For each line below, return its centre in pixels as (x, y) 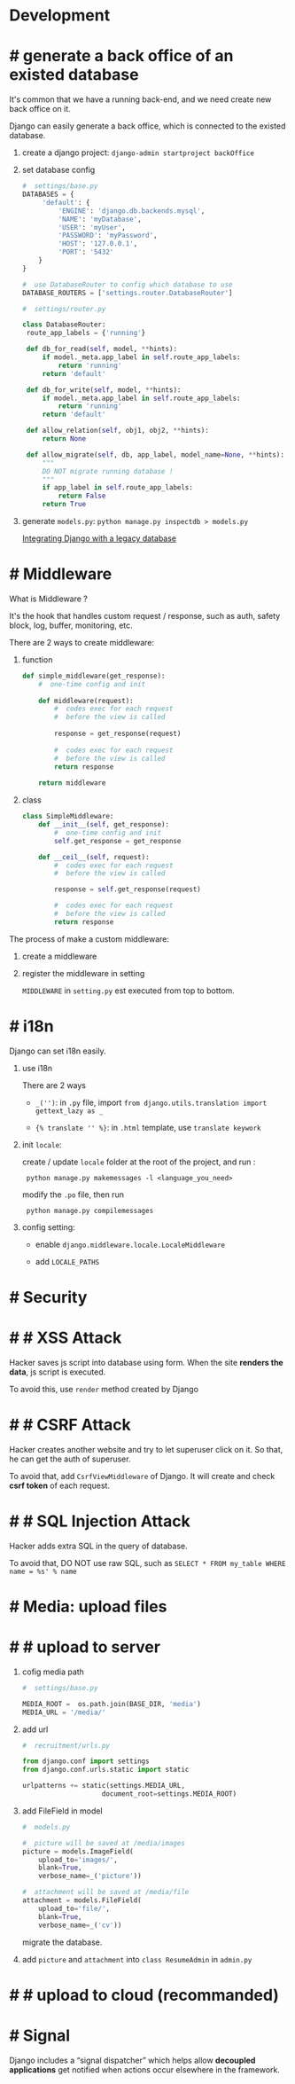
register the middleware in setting (83, 973)
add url (35, 1729)
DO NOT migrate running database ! (108, 471)
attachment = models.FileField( (82, 1900)
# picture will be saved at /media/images (104, 1843)
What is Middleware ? (49, 599)
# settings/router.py (64, 309)
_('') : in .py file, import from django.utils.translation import (151, 1102)
